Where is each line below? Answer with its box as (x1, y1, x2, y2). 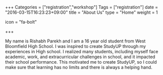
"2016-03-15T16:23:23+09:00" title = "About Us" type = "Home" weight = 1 (5, 9, 158, 15)
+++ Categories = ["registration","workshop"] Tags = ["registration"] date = (5, 4, 159, 10)
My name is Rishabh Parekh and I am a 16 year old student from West (5, 38, 146, 44)
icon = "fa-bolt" (5, 19, 37, 25)
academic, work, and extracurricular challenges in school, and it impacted (5, 54, 156, 60)
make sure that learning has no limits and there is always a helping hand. (5, 64, 153, 70)
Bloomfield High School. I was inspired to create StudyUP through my (5, 43, 146, 49)
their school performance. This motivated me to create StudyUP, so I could (5, 59, 157, 65)
